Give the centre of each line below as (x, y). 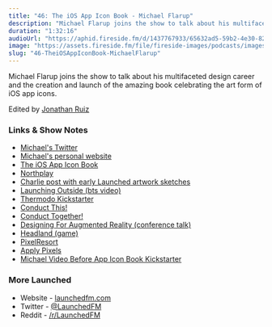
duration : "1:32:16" (43, 31)
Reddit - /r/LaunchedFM (60, 315)
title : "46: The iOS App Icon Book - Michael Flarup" (101, 16)
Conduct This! (44, 208)
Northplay (37, 174)
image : (19, 46)
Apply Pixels (41, 250)
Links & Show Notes (48, 130)
